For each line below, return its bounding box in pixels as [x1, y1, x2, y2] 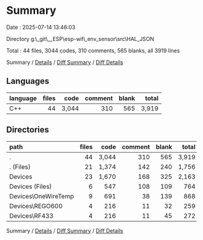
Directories [6, 125, 50, 135]
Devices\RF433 [9, 212, 54, 220]
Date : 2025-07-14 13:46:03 [6, 24, 76, 31]
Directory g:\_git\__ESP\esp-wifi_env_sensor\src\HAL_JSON [6, 35, 155, 42]
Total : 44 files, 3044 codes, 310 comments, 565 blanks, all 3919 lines [6, 46, 180, 54]
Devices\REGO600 [9, 201, 63, 210]
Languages [6, 76, 50, 86]
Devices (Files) [9, 182, 53, 191]
